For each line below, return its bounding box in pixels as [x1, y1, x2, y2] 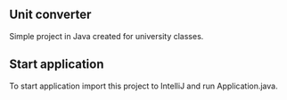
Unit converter [9, 7, 92, 22]
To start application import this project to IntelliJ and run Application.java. [9, 80, 278, 91]
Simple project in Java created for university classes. [9, 30, 204, 41]
